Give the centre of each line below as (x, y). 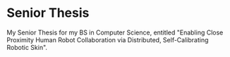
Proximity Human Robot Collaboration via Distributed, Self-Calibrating (108, 39)
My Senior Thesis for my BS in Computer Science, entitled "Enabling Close (115, 32)
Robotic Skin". (27, 47)
